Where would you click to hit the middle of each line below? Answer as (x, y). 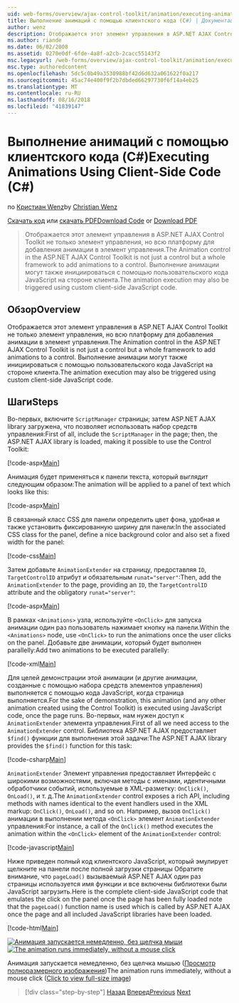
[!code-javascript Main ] (41, 848)
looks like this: (28, 492)
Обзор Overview (44, 310)
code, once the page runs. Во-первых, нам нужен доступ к (96, 716)
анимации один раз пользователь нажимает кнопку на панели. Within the (118, 627)
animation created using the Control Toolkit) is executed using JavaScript (115, 708)
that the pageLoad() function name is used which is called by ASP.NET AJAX (119, 907)
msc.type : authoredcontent (47, 67)
